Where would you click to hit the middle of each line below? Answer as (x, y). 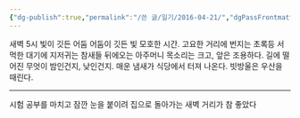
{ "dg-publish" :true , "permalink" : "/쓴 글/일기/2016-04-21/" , (120, 17)
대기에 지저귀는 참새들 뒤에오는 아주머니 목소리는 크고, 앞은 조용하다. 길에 (153, 55)
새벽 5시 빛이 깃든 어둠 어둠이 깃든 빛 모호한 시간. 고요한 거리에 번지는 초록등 (142, 43)
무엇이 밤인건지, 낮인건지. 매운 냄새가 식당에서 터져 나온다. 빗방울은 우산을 (154, 66)
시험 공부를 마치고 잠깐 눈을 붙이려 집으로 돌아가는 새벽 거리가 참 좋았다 (133, 104)
